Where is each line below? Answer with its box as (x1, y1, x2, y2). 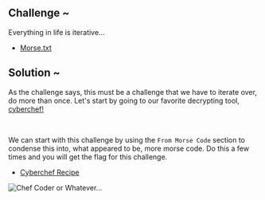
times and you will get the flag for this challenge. (8, 151, 168, 162)
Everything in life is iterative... (8, 27, 105, 37)
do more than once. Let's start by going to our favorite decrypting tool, (8, 96, 240, 105)
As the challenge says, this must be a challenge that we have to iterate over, (8, 87, 257, 96)
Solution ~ (8, 66, 60, 80)
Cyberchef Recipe (19, 167, 80, 177)
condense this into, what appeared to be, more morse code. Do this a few (8, 143, 249, 153)
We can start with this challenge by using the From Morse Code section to (8, 135, 245, 144)
